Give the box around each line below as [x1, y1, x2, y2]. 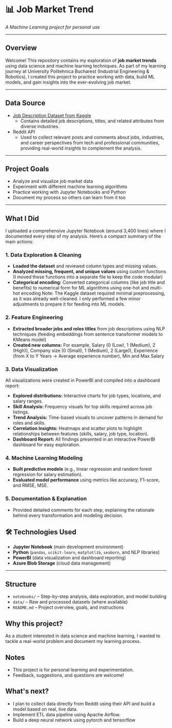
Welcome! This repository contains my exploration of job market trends [5, 57, 157, 64]
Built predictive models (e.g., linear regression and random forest [12, 466, 152, 472]
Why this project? [5, 619, 63, 628]
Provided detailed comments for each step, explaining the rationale [12, 507, 155, 513]
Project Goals [5, 164, 50, 173]
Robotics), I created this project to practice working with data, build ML [5, 73, 155, 79]
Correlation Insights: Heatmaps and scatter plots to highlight [12, 425, 142, 431]
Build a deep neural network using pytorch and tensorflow [12, 717, 136, 723]
